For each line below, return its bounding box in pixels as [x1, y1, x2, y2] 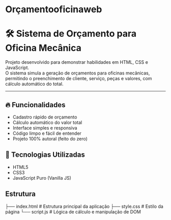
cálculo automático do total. [5, 81, 64, 87]
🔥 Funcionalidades [5, 101, 66, 109]
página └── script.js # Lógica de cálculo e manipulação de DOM [5, 208, 141, 215]
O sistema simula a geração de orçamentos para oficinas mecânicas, [5, 70, 150, 76]
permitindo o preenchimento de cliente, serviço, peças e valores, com [5, 76, 152, 82]
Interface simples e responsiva [12, 125, 77, 131]
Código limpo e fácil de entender [12, 130, 81, 136]
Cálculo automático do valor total [12, 119, 82, 126]
